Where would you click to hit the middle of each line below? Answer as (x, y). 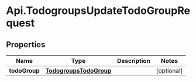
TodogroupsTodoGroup (78, 71)
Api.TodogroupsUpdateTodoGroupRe (98, 11)
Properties (26, 44)
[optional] (169, 71)
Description (133, 61)
